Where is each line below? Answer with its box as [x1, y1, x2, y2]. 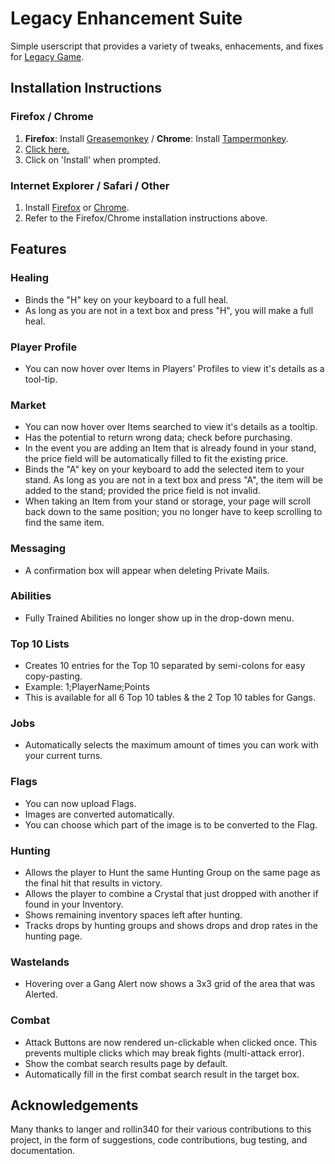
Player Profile [10, 340, 78, 354]
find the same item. [24, 517, 105, 529]
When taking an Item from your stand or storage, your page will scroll [24, 495, 312, 507]
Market [10, 398, 47, 412]
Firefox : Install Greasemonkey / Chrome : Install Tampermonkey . [24, 132, 289, 144]
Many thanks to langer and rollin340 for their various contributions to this [10, 1123, 312, 1136]
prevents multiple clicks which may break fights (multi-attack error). [24, 1047, 305, 1059]
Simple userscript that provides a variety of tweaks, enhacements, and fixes [10, 40, 324, 52]
